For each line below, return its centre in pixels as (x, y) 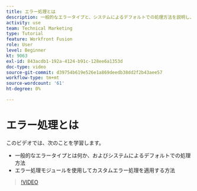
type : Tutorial (25, 34)
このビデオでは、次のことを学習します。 (55, 142)
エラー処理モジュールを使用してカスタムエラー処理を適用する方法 (95, 170)
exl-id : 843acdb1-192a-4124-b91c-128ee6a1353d (64, 61)
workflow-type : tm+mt (33, 78)
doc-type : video (26, 67)
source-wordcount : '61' (35, 84)
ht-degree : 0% (24, 89)
